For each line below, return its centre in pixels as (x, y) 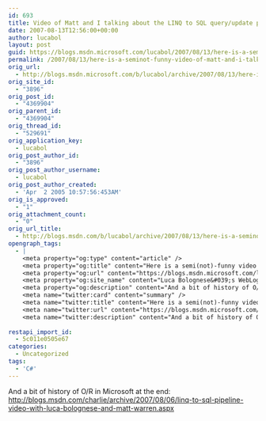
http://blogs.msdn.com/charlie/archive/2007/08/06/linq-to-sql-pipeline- (126, 400)
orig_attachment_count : (47, 214)
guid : (17, 52)
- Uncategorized (42, 354)
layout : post (30, 45)
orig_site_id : (32, 82)
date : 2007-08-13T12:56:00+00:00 (63, 30)
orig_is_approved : (38, 199)
